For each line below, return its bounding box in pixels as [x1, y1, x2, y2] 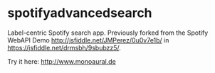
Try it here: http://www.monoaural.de [7, 57, 116, 65]
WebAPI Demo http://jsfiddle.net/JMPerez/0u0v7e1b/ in [7, 35, 169, 44]
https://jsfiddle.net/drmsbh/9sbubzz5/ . [7, 43, 121, 52]
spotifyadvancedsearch [7, 5, 152, 21]
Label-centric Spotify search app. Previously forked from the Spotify [7, 28, 209, 37]
